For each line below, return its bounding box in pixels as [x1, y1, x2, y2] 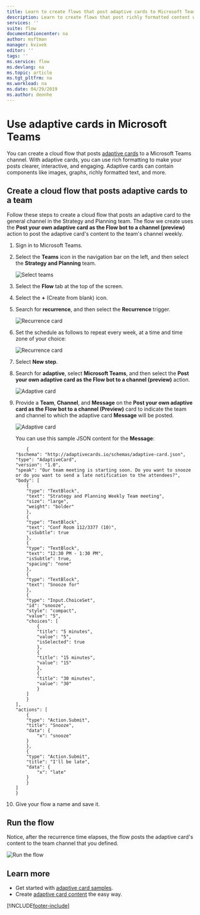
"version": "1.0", [15, 462, 61, 468]
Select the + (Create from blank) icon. [15, 294, 109, 301]
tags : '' [7, 53, 28, 59]
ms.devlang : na [7, 64, 45, 70]
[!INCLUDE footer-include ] [7, 902, 70, 910]
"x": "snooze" [37, 733, 72, 739]
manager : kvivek [7, 42, 47, 48]
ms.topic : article [7, 70, 52, 76]
